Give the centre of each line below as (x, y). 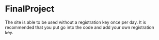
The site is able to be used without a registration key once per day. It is (76, 22)
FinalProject (30, 9)
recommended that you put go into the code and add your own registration (79, 27)
